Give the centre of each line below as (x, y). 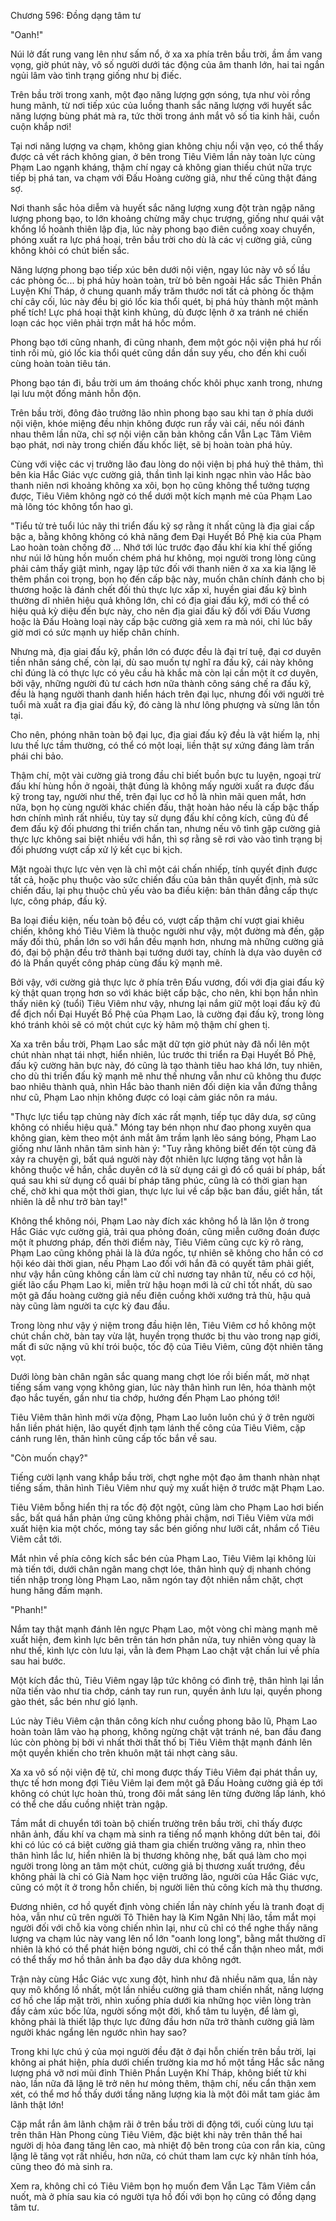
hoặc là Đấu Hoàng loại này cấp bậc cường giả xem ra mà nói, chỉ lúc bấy (161, 621)
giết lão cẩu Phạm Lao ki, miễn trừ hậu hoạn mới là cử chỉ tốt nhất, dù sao (161, 1284)
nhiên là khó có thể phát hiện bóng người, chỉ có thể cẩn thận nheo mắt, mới (167, 1949)
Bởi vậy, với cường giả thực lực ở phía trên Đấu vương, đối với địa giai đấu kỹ (167, 982)
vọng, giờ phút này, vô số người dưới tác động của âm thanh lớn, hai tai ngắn (167, 64)
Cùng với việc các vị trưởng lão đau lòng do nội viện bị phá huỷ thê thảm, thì (167, 464)
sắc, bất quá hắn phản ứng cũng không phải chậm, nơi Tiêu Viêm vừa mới (162, 1518)
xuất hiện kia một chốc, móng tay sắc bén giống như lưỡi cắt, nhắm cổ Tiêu (165, 1528)
